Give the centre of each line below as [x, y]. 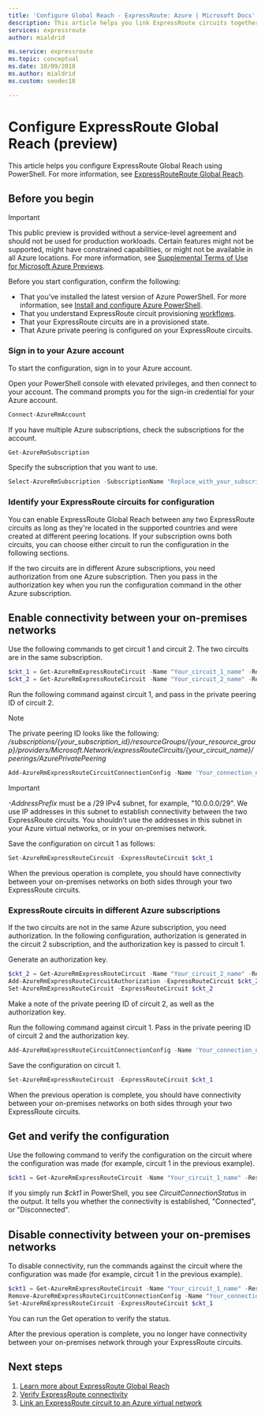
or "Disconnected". [39, 1210]
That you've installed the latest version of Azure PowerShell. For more [133, 297]
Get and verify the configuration [89, 1136]
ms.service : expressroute [50, 52]
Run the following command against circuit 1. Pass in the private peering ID [129, 1027]
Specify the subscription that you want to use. [83, 467]
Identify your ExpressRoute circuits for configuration [112, 502]
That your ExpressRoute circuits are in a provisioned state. [114, 322]
